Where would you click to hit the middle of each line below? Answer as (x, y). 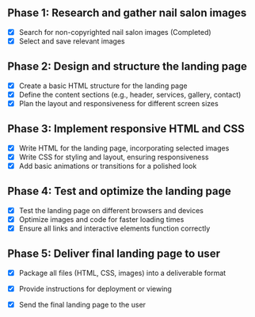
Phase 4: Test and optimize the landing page (119, 191)
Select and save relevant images (72, 41)
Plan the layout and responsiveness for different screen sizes (118, 103)
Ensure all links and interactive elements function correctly (114, 228)
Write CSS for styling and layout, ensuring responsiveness (114, 157)
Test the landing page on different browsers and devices (111, 210)
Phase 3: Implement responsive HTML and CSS (126, 129)
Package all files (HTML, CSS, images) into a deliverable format (122, 273)
